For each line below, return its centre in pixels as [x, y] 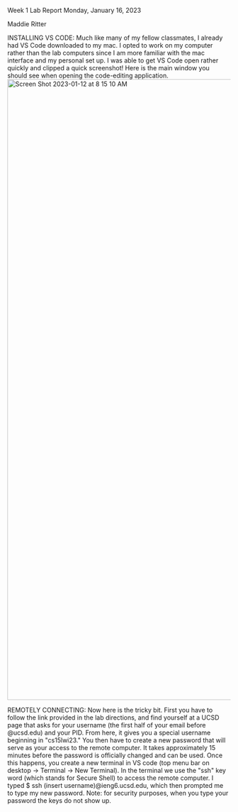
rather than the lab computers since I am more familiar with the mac [106, 53]
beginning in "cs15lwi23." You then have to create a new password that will [117, 740]
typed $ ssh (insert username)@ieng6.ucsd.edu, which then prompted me [115, 785]
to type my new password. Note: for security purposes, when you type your [118, 793]
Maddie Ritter [27, 24]
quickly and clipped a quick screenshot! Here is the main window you [109, 68]
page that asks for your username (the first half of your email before [107, 725]
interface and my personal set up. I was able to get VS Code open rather [113, 60]
